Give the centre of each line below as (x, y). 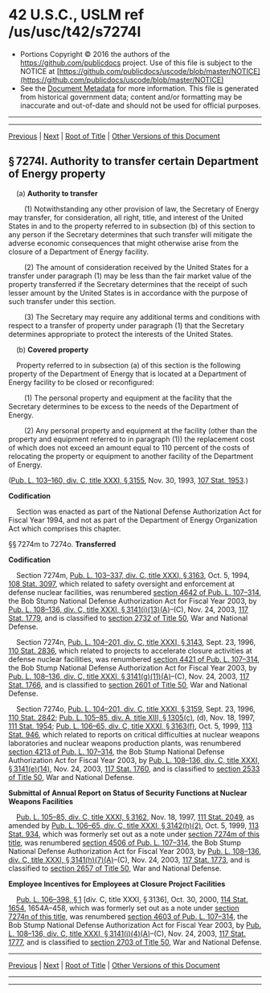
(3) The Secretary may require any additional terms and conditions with (142, 317)
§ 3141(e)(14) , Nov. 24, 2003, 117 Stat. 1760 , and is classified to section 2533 (134, 769)
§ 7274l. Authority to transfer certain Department (133, 161)
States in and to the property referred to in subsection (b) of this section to (132, 226)
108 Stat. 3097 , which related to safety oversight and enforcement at (122, 584)
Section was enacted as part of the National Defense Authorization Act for (139, 511)
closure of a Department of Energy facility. (78, 252)
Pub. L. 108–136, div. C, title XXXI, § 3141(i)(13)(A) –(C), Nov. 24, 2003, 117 (129, 609)
